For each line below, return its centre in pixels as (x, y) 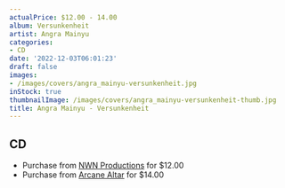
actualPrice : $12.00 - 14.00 (63, 17)
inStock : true (36, 91)
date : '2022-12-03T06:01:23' (63, 59)
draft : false (33, 67)
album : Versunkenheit (49, 26)
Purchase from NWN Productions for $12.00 (103, 166)
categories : (31, 42)
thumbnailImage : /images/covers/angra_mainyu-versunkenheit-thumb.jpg (143, 100)
